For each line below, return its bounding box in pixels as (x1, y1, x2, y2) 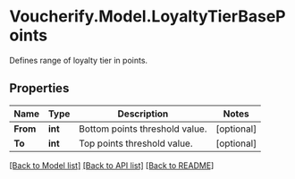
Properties (9, 81, 70, 96)
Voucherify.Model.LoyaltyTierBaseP (9, 6, 286, 27)
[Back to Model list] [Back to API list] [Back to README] (9, 159, 215, 171)
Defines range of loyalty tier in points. (9, 55, 148, 65)
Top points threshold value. (79, 137, 193, 149)
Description (117, 107, 169, 120)
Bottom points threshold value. (79, 123, 207, 135)
